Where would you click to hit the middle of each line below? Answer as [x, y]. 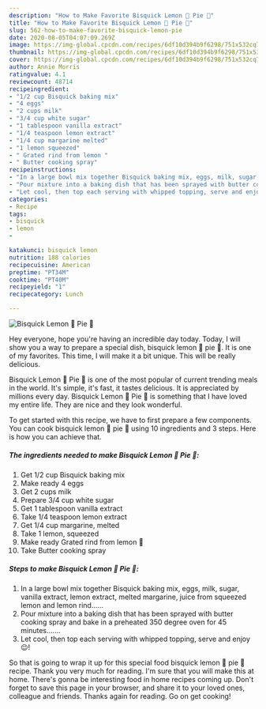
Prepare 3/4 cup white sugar [67, 500]
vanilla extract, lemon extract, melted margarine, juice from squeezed [133, 597]
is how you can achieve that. [55, 437]
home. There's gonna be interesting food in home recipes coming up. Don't [131, 679]
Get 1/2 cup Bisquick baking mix [73, 474]
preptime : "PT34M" [39, 272]
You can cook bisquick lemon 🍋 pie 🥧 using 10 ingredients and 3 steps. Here [133, 428]
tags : [18, 214]
